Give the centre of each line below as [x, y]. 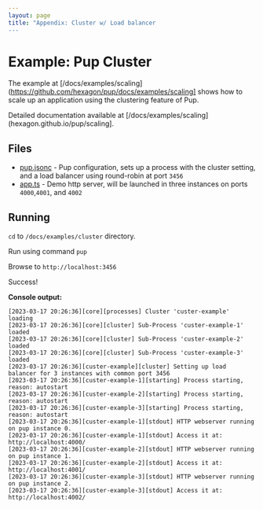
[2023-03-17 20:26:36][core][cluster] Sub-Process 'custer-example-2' [126, 339]
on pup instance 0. [40, 429]
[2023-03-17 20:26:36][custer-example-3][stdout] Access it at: [115, 491]
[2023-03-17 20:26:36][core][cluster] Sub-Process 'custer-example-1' [126, 326]
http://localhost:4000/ [47, 443]
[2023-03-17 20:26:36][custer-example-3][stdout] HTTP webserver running [131, 477]
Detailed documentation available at [66, 116]
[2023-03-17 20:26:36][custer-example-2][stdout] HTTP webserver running [131, 449]
